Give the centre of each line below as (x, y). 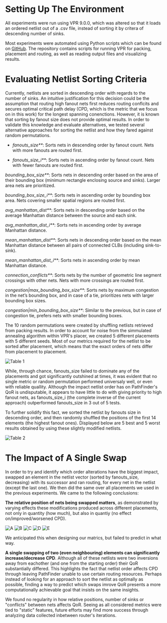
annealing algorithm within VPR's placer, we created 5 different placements (82, 336)
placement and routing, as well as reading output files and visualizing (76, 54)
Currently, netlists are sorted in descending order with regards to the (75, 93)
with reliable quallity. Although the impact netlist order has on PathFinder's (82, 386)
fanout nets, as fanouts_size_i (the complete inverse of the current (73, 397)
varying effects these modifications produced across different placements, (82, 508)
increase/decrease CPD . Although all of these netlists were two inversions (82, 558)
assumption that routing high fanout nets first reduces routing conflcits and (82, 104)
